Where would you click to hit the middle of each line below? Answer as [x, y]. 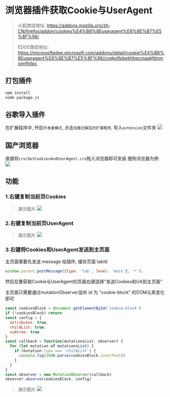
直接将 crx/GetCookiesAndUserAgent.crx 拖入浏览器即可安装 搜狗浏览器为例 [82, 158]
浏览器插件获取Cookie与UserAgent [79, 10]
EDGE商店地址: [33, 47]
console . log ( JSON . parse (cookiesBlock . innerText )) [72, 356]
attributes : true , [29, 322]
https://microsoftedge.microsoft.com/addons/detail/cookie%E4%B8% [91, 53]
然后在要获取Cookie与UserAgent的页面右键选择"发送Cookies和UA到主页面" [84, 282]
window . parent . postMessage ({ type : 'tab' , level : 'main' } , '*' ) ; [74, 271]
